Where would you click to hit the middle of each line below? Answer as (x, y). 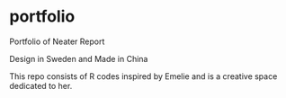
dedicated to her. (41, 85)
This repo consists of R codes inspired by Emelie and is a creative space (143, 76)
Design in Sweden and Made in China (79, 58)
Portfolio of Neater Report (57, 41)
